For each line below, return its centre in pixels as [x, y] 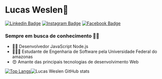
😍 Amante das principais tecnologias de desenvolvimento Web [75, 62]
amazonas [22, 57]
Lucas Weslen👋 [37, 10]
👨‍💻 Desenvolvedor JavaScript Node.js [50, 47]
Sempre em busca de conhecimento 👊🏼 [52, 36]
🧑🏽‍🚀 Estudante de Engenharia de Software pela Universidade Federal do [85, 52]
